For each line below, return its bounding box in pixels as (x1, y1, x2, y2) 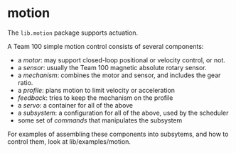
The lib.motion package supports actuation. (7, 28, 139, 37)
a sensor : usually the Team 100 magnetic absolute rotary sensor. (17, 63, 208, 72)
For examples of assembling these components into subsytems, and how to (7, 130, 229, 138)
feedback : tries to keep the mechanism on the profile (17, 93, 173, 102)
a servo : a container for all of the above (17, 101, 134, 109)
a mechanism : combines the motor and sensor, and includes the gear (17, 71, 221, 79)
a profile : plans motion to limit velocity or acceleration (17, 86, 176, 94)
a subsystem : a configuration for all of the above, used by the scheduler (17, 108, 229, 117)
